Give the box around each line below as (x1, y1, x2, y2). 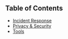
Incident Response (12, 17, 52, 23)
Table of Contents (5, 4, 63, 13)
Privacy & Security (12, 23, 52, 29)
